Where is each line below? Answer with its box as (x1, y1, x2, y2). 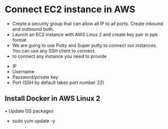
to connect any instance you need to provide (12, 53, 107, 59)
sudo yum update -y (12, 118, 55, 124)
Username (12, 68, 34, 75)
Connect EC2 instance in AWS (5, 4, 136, 15)
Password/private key (12, 74, 58, 80)
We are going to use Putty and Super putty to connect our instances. (12, 42, 157, 48)
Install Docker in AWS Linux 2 (5, 94, 100, 103)
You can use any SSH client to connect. (12, 48, 96, 54)
